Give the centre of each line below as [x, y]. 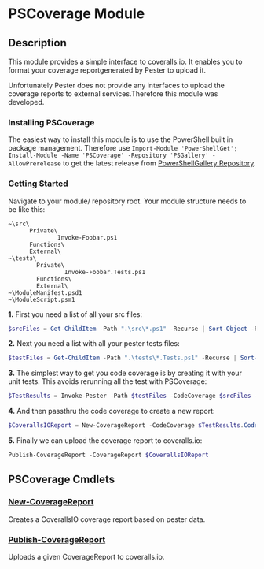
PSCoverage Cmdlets [62, 480]
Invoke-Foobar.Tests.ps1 [105, 272]
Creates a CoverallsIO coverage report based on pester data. [107, 519]
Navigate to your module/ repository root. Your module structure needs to [127, 201]
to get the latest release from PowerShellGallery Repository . [159, 163]
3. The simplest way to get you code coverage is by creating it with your [125, 373]
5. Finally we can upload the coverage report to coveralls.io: [105, 441]
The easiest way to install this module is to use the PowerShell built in [121, 139]
